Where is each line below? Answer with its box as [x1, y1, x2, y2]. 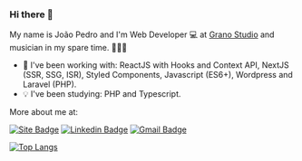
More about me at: [9, 107, 79, 118]
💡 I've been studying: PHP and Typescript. [22, 89, 181, 99]
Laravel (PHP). [22, 79, 77, 90]
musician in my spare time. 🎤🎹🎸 [9, 43, 128, 53]
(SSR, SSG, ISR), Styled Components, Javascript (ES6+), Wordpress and [22, 70, 293, 80]
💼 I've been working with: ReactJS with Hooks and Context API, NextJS [22, 60, 290, 71]
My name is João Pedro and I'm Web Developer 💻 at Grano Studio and [9, 29, 275, 40]
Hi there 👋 [9, 8, 54, 21]
